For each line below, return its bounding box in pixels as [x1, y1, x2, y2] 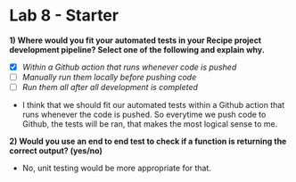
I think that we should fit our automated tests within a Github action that [21, 100, 285, 111]
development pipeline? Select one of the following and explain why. [9, 44, 265, 54]
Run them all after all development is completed [21, 82, 199, 93]
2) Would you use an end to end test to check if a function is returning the [9, 136, 287, 147]
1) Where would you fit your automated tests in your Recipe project [9, 35, 261, 45]
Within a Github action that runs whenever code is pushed [21, 62, 237, 72]
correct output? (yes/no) [9, 145, 103, 156]
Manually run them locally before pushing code [21, 72, 197, 82]
